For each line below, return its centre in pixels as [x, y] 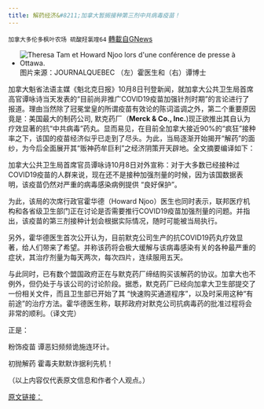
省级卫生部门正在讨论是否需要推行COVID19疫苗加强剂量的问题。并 [136, 211]
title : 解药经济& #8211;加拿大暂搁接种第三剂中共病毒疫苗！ [94, 15]
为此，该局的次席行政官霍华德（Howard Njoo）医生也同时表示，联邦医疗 [126, 201]
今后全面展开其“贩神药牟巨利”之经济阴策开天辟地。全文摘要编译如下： [142, 148]
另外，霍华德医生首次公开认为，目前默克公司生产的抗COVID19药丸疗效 [123, 238]
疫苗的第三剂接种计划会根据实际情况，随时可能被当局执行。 [125, 220]
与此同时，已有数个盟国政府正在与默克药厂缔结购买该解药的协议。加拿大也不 [132, 274]
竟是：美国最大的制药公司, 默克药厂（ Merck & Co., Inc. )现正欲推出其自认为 [129, 118]
